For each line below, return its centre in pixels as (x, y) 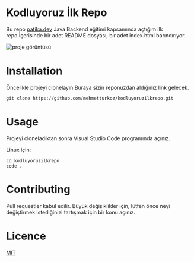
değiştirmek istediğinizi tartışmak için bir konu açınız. (71, 212)
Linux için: (19, 150)
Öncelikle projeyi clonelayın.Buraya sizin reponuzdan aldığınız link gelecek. (98, 87)
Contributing (38, 190)
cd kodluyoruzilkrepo (33, 160)
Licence (26, 236)
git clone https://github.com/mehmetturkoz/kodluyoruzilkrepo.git (90, 98)
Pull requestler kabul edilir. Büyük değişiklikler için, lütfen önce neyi (88, 206)
